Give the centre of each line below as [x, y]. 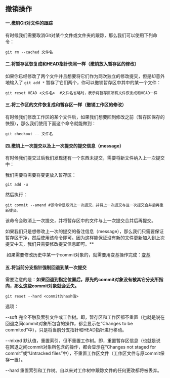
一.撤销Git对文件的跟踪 [29, 23]
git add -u [17, 185]
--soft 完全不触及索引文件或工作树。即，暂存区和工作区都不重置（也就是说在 [85, 317]
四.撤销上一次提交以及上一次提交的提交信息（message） [65, 145]
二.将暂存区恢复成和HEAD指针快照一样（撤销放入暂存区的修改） [72, 64]
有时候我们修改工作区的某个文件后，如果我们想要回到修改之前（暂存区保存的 [85, 117]
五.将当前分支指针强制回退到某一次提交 [46, 267]
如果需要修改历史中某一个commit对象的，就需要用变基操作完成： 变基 [78, 255]
